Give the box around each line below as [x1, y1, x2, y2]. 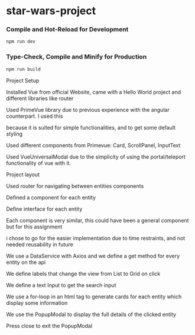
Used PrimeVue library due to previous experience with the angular [6, 106, 170, 113]
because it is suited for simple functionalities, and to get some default [6, 124, 176, 131]
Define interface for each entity [6, 205, 83, 212]
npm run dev [6, 38, 35, 45]
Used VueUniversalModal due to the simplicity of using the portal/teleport [6, 153, 186, 160]
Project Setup [6, 77, 40, 84]
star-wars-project [6, 4, 96, 18]
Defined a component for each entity [6, 194, 96, 201]
